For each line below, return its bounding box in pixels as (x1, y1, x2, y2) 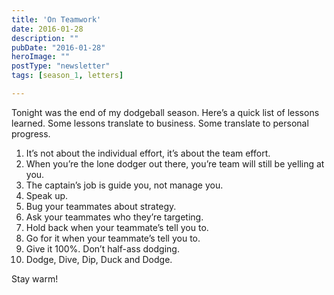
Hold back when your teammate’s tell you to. (25, 221, 209, 233)
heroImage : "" (11, 52, 71, 62)
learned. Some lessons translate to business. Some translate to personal (11, 117, 309, 129)
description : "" (11, 33, 79, 43)
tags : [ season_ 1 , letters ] (11, 71, 124, 81)
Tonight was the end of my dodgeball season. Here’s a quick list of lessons (11, 106, 320, 118)
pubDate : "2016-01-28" (11, 42, 106, 53)
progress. (11, 127, 51, 140)
